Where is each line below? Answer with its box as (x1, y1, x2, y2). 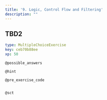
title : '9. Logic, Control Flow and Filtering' (5, 7, 104, 12)
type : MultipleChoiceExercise (5, 42, 67, 48)
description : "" (5, 12, 38, 17)
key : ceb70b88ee (5, 47, 38, 52)
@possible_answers (5, 60, 42, 65)
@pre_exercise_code (5, 78, 45, 82)
